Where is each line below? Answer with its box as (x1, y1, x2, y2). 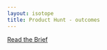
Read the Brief (7, 35, 48, 43)
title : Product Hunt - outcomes (7, 16, 100, 23)
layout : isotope (7, 10, 54, 17)
